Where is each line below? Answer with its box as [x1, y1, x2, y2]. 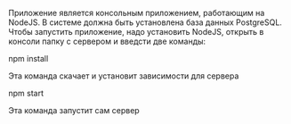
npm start [8, 88, 44, 98]
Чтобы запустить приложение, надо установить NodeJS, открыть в [8, 27, 264, 37]
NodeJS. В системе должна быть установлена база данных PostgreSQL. [8, 17, 282, 28]
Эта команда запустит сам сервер [8, 105, 140, 115]
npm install [8, 54, 49, 63]
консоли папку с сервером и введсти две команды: [8, 36, 206, 46]
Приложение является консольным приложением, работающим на [8, 8, 265, 18]
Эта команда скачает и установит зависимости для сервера [8, 70, 239, 81]
